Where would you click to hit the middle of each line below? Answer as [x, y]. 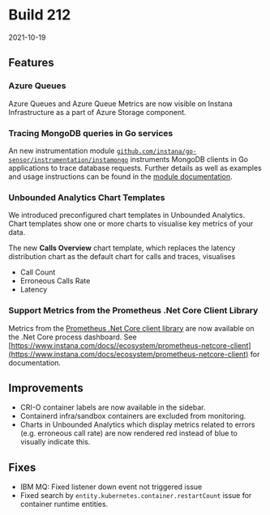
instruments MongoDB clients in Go [189, 159]
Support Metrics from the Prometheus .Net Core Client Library [133, 311]
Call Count [38, 272]
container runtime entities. [64, 504]
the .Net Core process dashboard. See [73, 337]
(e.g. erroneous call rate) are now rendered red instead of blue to [129, 433]
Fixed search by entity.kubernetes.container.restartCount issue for [136, 496]
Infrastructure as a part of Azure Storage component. [97, 112]
